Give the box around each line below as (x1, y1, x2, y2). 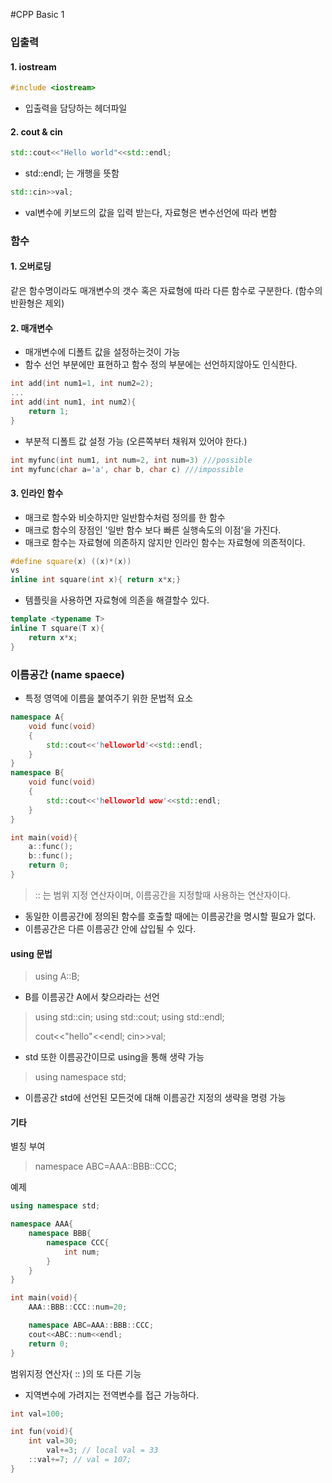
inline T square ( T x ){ (10, 624, 105, 634)
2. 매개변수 (10, 322, 53, 334)
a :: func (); (28, 842, 74, 852)
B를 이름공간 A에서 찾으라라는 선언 (24, 991, 160, 1003)
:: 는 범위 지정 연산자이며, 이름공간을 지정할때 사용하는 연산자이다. (34, 889, 292, 901)
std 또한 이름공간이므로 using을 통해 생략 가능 (24, 1051, 205, 1063)
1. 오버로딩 (10, 260, 52, 273)
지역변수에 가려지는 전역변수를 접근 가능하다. (24, 1389, 200, 1401)
